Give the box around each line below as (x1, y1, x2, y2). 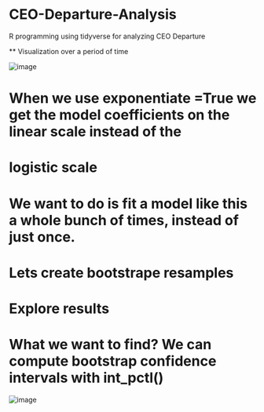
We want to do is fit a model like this (9, 195, 248, 213)
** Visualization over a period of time (9, 46, 129, 56)
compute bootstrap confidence (9, 352, 217, 370)
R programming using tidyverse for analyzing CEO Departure (9, 31, 206, 41)
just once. (9, 228, 75, 246)
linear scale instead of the (9, 123, 181, 140)
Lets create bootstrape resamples (9, 264, 234, 282)
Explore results (9, 300, 109, 317)
